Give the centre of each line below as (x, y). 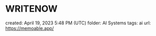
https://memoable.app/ (30, 28)
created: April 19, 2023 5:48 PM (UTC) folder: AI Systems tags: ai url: (78, 23)
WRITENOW (32, 9)
